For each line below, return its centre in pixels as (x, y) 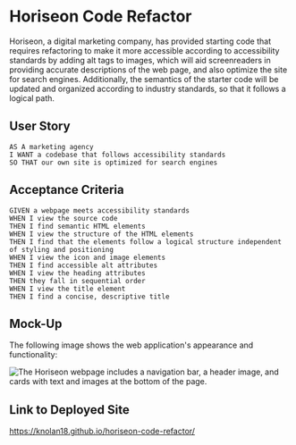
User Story (40, 126)
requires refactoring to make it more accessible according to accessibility (144, 50)
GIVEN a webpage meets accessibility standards (100, 210)
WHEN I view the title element (68, 289)
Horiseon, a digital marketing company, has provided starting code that (140, 41)
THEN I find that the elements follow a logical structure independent (145, 242)
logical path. (32, 98)
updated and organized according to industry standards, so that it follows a (148, 88)
